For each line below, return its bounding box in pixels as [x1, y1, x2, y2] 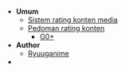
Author [15, 40, 41, 50]
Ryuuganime [27, 49, 69, 58]
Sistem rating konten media [27, 15, 118, 25]
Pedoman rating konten [27, 24, 105, 32]
